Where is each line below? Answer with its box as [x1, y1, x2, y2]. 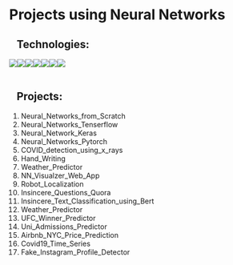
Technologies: [16, 38, 90, 51]
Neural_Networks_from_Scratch [20, 110, 127, 121]
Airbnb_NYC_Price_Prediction [20, 230, 119, 239]
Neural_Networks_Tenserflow [20, 119, 119, 129]
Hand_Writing [20, 154, 66, 163]
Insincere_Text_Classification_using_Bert [20, 196, 155, 206]
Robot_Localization [20, 179, 84, 189]
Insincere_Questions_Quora [20, 187, 111, 197]
